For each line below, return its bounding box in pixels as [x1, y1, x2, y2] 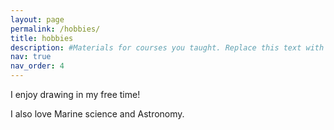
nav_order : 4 [10, 61, 65, 71]
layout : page [10, 14, 65, 25]
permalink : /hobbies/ [10, 24, 101, 34]
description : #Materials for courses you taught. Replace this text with [10, 42, 325, 53]
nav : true [10, 52, 52, 62]
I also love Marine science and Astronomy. [10, 108, 185, 120]
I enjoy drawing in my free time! [10, 89, 141, 100]
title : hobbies [10, 33, 74, 43]
